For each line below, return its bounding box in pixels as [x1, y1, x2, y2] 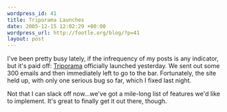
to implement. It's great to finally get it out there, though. [7, 97, 167, 105]
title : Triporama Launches [7, 16, 85, 23]
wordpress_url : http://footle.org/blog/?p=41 [7, 29, 140, 36]
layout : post [7, 36, 45, 43]
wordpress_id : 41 [7, 10, 57, 17]
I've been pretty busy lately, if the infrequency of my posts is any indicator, [7, 54, 219, 63]
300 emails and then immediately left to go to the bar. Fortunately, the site [7, 69, 217, 78]
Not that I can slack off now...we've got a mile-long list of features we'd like [7, 90, 221, 98]
